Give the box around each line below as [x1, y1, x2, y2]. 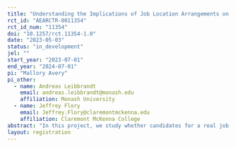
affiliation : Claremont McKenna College [20, 115, 141, 122]
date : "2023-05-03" [7, 37, 65, 44]
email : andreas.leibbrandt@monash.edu [20, 89, 134, 96]
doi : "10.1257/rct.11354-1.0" [7, 30, 97, 37]
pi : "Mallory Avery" [7, 69, 69, 76]
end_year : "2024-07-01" [7, 63, 78, 70]
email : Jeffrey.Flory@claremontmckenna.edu [20, 109, 151, 116]
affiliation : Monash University [20, 96, 115, 103]
